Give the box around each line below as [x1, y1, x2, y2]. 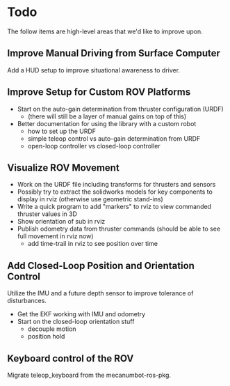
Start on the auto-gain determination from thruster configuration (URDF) [17, 105, 224, 113]
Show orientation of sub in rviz [17, 217, 106, 226]
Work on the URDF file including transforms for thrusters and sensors [17, 180, 216, 189]
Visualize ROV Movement [7, 162, 120, 173]
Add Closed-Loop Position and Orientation [7, 259, 195, 272]
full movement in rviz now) [17, 232, 94, 240]
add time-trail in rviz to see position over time [27, 240, 158, 248]
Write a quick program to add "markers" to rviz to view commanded [17, 203, 212, 211]
